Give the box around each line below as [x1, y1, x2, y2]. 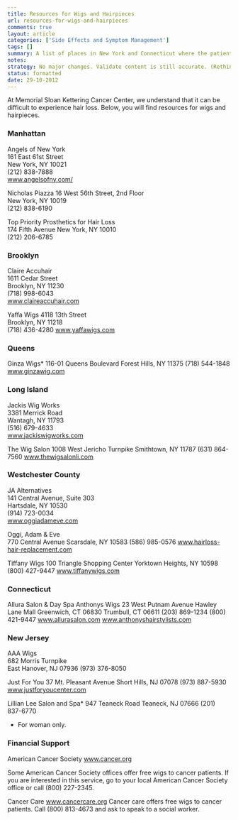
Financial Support [7, 738, 70, 748]
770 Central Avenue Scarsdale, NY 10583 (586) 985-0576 [7, 537, 176, 546]
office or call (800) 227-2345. [7, 783, 94, 792]
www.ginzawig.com [7, 367, 65, 376]
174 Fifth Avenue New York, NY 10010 [7, 225, 117, 234]
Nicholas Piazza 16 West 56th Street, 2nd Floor [7, 189, 144, 197]
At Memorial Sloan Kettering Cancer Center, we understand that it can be [7, 96, 221, 104]
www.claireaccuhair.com [7, 296, 80, 305]
